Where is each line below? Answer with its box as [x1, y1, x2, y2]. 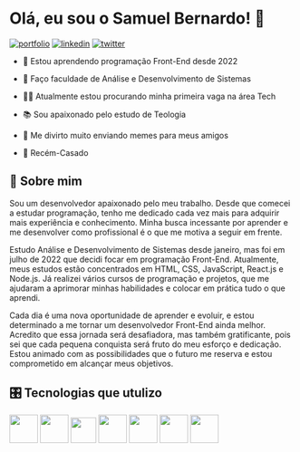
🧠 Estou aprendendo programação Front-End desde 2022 [22, 55, 238, 66]
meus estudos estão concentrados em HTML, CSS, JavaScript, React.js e [9, 263, 284, 274]
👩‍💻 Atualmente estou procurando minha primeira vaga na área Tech [22, 91, 276, 101]
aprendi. [9, 292, 41, 303]
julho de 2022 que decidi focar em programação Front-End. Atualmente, [9, 254, 279, 264]
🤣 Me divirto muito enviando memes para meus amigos [22, 130, 229, 140]
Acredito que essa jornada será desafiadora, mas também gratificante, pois [9, 329, 292, 340]
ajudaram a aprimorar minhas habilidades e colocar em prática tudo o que [9, 283, 285, 293]
